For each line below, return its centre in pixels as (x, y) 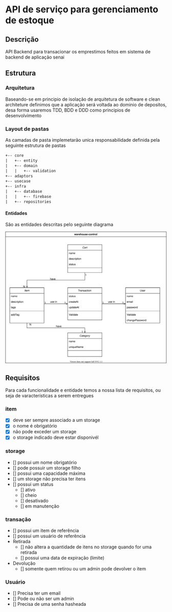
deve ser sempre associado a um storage (56, 420)
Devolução (24, 563)
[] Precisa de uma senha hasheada (49, 604)
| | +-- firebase (28, 196)
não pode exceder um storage (45, 432)
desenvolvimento (24, 115)
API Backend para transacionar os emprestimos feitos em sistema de (78, 52)
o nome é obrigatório (35, 426)
